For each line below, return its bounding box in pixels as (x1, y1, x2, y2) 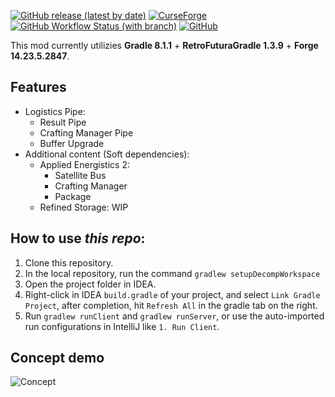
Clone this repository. (24, 256, 114, 269)
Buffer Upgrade (39, 137, 105, 149)
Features (10, 79, 67, 96)
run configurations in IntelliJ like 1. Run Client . (24, 320, 220, 332)
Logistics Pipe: (24, 105, 86, 117)
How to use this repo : (10, 230, 146, 247)
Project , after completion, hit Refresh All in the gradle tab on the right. (24, 299, 318, 311)
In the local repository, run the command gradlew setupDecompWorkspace (24, 267, 321, 279)
